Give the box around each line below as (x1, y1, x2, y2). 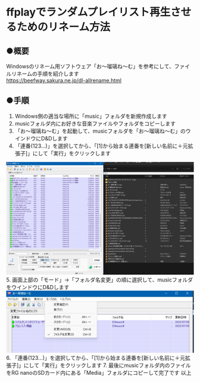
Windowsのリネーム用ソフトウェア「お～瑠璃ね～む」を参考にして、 (6, 63, 174, 70)
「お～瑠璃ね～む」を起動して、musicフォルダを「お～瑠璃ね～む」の (14, 127, 186, 134)
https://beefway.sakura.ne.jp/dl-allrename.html (6, 77, 122, 84)
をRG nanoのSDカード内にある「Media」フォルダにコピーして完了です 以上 (6, 370, 192, 377)
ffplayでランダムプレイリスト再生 (6, 5, 171, 19)
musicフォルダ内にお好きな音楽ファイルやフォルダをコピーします (14, 120, 176, 127)
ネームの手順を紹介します (16, 70, 79, 77)
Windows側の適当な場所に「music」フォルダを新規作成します (14, 112, 168, 120)
